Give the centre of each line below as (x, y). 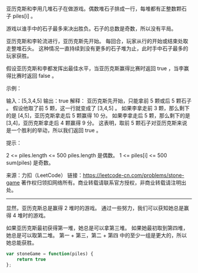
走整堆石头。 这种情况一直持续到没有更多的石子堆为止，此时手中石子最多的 (97, 48)
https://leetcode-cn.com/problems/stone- (133, 175)
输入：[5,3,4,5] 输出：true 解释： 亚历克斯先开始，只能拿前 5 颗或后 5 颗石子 (99, 101)
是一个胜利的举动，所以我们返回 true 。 (54, 130)
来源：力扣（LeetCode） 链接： (45, 175)
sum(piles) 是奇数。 (30, 163)
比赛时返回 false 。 (34, 76)
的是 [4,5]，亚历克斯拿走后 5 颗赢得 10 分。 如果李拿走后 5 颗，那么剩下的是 (98, 116)
